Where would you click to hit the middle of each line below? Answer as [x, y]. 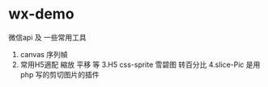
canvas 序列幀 [44, 54]
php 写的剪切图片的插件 [60, 74]
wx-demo [41, 14]
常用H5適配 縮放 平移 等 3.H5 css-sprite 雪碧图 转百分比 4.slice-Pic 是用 [140, 64]
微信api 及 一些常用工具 [47, 37]
